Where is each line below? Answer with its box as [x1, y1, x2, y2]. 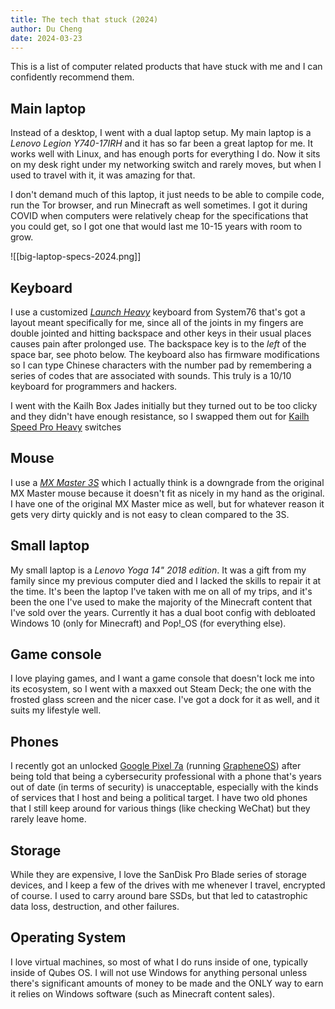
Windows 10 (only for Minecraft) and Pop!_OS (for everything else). [10, 617, 287, 629]
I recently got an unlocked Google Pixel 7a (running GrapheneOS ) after [10, 760, 302, 772]
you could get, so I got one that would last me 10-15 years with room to [10, 221, 303, 233]
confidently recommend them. [10, 71, 135, 83]
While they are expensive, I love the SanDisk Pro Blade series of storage [10, 869, 307, 881]
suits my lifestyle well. [10, 704, 102, 716]
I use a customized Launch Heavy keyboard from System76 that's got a [10, 306, 306, 318]
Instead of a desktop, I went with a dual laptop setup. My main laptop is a [10, 127, 312, 139]
